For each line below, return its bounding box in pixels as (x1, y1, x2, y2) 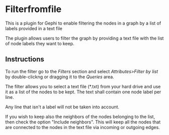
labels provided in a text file (5, 25, 63, 31)
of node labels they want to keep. (5, 40, 74, 46)
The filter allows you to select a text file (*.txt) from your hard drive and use (5, 83, 161, 89)
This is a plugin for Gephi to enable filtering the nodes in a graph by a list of (5, 20, 161, 26)
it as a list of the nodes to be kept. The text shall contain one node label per (5, 89, 161, 95)
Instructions (5, 55, 44, 64)
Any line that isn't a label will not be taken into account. (5, 104, 120, 110)
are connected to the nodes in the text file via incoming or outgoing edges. (5, 124, 160, 130)
